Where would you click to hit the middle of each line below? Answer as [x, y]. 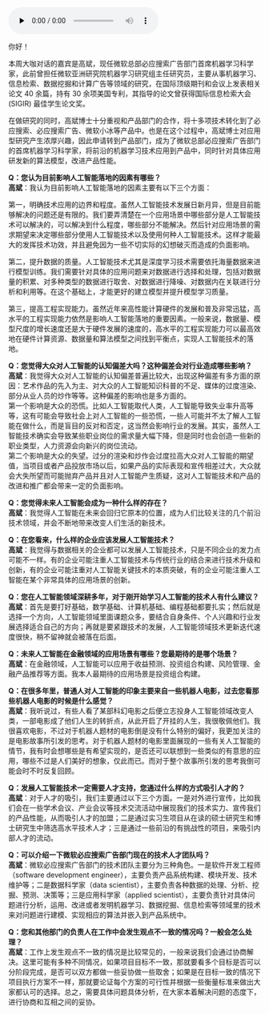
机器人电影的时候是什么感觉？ [64, 701]
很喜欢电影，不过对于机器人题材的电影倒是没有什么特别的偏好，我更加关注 [131, 731]
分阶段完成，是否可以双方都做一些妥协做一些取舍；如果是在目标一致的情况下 [134, 972]
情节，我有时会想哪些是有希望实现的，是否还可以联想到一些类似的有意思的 [131, 751]
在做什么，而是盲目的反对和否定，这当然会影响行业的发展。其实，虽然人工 [138, 426]
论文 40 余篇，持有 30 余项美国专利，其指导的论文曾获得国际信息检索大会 [130, 94]
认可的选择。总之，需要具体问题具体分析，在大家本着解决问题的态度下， [141, 992]
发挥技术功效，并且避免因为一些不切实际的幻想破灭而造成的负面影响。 [138, 244]
